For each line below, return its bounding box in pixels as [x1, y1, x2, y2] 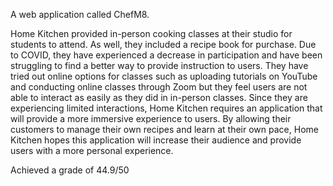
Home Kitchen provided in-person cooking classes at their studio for [10, 28, 293, 39]
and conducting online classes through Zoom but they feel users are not [10, 81, 308, 93]
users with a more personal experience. [10, 145, 174, 156]
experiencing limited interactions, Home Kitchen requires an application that [10, 102, 323, 114]
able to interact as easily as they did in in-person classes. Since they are [10, 92, 308, 103]
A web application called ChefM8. [10, 9, 150, 20]
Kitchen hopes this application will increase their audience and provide [10, 134, 302, 146]
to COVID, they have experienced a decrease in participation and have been [10, 49, 323, 61]
